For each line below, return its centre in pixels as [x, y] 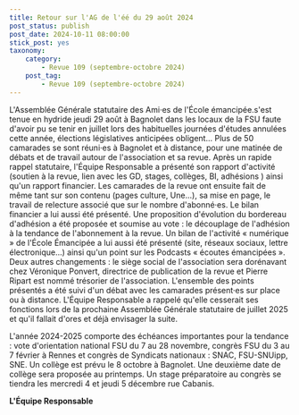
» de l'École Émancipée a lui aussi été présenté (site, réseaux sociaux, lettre [149, 242]
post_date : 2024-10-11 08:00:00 [69, 34]
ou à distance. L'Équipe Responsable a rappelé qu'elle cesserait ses [134, 300]
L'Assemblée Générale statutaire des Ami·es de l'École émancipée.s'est [141, 109]
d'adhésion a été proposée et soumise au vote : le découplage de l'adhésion [149, 224]
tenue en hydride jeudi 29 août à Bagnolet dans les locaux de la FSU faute [145, 119]
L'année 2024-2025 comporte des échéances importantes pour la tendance [149, 335]
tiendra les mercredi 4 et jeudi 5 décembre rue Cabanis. [112, 383]
